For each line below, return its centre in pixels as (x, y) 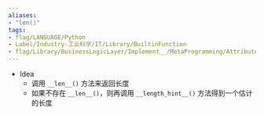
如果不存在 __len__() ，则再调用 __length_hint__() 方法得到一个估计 (142, 93)
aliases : (22, 15)
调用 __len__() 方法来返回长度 (80, 83)
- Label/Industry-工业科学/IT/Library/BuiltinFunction (97, 45)
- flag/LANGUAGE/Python (47, 37)
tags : (17, 30)
